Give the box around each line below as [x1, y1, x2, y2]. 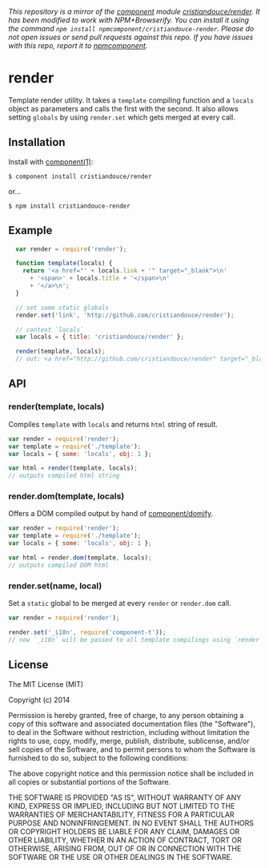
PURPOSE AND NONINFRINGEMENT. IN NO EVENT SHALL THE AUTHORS [8, 818, 255, 828]
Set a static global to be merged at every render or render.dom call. [8, 599, 231, 608]
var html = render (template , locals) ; [8, 464, 138, 472]
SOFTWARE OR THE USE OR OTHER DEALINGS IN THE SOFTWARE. [8, 852, 233, 862]
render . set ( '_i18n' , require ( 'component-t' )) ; [8, 628, 167, 636]
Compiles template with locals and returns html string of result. [8, 419, 219, 429]
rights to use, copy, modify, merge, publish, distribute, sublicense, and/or [8, 736, 250, 745]
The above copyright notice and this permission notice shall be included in [8, 769, 254, 778]
